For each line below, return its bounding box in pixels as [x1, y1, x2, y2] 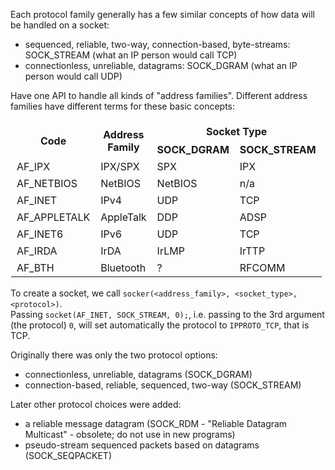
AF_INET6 [16, 227, 64, 241]
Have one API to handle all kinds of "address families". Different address [10, 90, 308, 101]
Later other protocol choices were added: [10, 399, 182, 410]
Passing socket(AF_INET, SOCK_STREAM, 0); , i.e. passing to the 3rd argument [10, 309, 325, 320]
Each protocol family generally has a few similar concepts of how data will [10, 9, 316, 20]
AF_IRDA [16, 244, 58, 258]
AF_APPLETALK [16, 210, 91, 224]
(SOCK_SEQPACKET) [24, 450, 112, 461]
